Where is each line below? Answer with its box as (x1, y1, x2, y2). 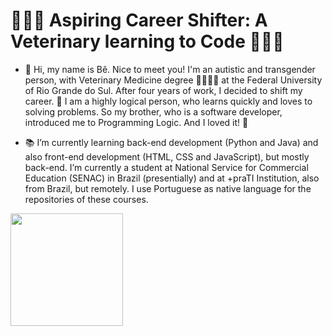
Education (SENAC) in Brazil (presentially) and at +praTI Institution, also (24, 172, 320, 184)
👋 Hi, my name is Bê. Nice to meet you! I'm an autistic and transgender (24, 63, 316, 75)
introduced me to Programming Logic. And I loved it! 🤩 (24, 116, 249, 128)
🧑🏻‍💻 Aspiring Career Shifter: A (10, 9, 268, 32)
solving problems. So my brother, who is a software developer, (24, 105, 283, 118)
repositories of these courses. (24, 193, 149, 205)
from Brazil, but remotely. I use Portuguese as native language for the (24, 182, 312, 194)
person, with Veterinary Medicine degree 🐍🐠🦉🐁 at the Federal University (24, 74, 323, 86)
